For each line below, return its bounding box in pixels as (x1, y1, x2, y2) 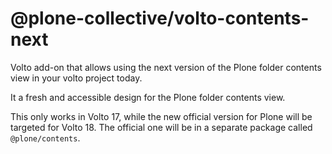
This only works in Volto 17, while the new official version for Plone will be (10, 110, 313, 122)
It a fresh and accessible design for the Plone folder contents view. (10, 91, 286, 103)
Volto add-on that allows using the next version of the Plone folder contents (10, 61, 322, 73)
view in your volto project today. (10, 72, 143, 84)
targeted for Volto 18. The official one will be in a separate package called (10, 121, 313, 133)
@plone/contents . (10, 132, 81, 144)
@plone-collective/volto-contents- (10, 7, 310, 30)
